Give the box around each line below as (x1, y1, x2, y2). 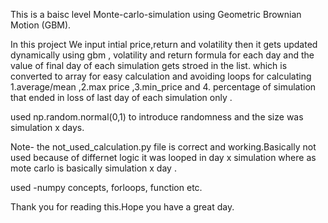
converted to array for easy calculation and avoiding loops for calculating (10, 70, 312, 82)
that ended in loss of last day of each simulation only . (10, 92, 233, 103)
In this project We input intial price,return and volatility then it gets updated (10, 39, 318, 50)
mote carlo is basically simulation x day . (10, 162, 177, 174)
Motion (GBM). (10, 19, 72, 31)
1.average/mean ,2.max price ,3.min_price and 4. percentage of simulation (10, 81, 317, 93)
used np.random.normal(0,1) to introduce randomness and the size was (10, 111, 304, 123)
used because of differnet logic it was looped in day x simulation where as (10, 152, 317, 163)
